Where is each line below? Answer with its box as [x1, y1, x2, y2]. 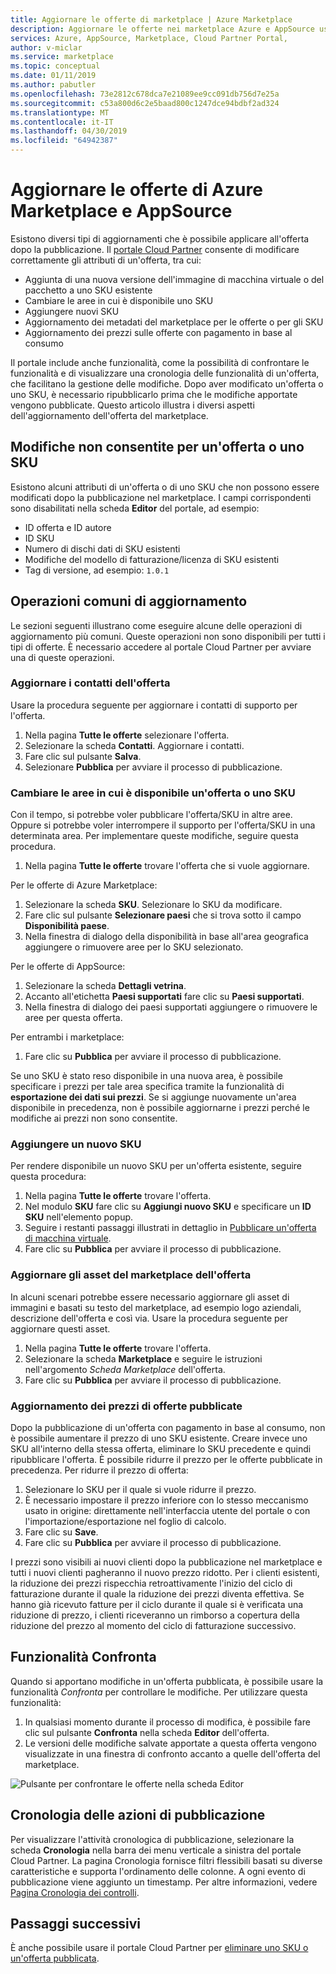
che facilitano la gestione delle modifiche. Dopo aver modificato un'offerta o [10, 377, 324, 390]
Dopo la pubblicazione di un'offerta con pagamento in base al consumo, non [10, 1422, 326, 1434]
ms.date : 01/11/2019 [10, 71, 97, 81]
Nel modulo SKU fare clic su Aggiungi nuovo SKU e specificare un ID [24, 1201, 312, 1213]
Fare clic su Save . [24, 1526, 99, 1538]
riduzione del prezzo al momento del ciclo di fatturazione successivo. [10, 1620, 297, 1632]
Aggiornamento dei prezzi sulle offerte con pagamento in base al [24, 326, 293, 338]
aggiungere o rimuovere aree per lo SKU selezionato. [24, 941, 244, 953]
